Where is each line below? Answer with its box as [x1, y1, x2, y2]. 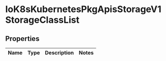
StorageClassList [5, 14, 80, 26]
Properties [5, 34, 40, 43]
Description [45, 49, 74, 56]
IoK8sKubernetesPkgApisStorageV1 [5, 4, 161, 15]
